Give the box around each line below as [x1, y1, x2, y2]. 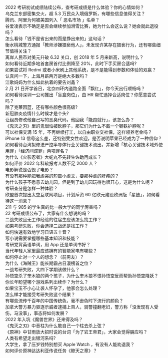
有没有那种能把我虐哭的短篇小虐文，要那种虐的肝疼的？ [5, 173, 119, 179]
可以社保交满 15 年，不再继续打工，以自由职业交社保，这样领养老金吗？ [5, 129, 152, 135]
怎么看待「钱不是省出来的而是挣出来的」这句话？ [5, 35, 106, 41]
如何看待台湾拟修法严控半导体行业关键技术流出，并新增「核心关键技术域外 [5, 142, 158, 147]
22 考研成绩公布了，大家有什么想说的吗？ [5, 210, 91, 216]
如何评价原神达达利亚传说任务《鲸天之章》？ [5, 348, 97, 354]
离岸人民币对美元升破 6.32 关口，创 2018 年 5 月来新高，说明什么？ [5, 54, 144, 60]
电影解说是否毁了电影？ [5, 167, 53, 172]
